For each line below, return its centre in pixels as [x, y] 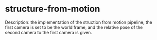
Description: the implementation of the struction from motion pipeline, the [78, 22]
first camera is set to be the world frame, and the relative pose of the [74, 27]
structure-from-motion [53, 9]
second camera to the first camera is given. [49, 32]
